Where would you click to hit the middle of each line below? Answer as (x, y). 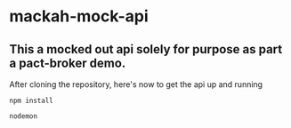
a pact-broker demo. (68, 63)
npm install (31, 100)
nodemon (24, 116)
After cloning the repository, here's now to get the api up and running (136, 84)
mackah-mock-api (79, 16)
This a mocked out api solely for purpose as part (146, 49)
